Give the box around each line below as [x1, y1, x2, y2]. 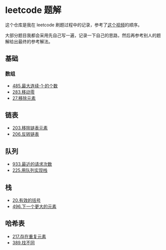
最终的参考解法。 [18, 38, 53, 45]
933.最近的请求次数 [12, 161, 52, 167]
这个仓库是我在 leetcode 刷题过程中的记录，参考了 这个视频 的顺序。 [5, 22, 142, 28]
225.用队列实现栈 [12, 167, 48, 173]
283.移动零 [12, 89, 35, 95]
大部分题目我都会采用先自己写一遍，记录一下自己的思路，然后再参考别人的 [5, 32, 157, 38]
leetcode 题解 [5, 4, 62, 16]
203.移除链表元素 [12, 125, 48, 131]
